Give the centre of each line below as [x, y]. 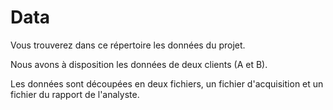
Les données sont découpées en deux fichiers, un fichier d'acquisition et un [167, 83]
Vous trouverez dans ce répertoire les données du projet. [128, 45]
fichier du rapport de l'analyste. [75, 94]
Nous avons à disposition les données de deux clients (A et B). [139, 64]
